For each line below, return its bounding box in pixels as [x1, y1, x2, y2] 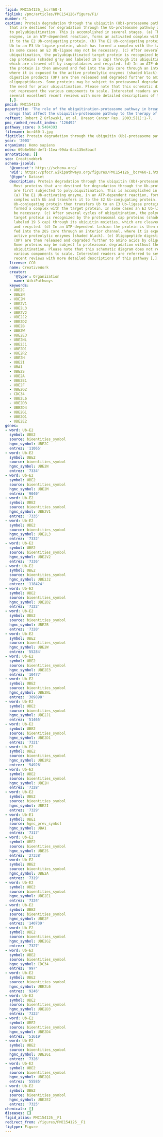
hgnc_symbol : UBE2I [9, 803, 49, 808]
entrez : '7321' [9, 740, 40, 745]
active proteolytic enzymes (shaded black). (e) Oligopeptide [14, 233, 142, 238]
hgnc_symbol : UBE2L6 [9, 984, 51, 989]
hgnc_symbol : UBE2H [9, 780, 49, 786]
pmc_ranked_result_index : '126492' [5, 120, 77, 125]
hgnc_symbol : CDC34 [9, 961, 49, 966]
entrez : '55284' [9, 650, 42, 654]
